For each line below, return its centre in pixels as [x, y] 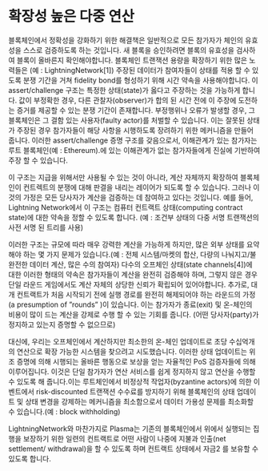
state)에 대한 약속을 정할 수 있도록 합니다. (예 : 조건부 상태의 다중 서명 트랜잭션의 [134, 217]
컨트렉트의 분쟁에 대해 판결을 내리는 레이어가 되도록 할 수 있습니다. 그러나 [137, 187]
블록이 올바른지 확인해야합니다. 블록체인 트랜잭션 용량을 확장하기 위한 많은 [132, 60]
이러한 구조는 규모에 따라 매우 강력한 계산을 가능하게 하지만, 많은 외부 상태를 [127, 244]
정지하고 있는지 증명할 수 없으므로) [62, 324]
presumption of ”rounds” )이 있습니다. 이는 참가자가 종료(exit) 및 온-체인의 [134, 304]
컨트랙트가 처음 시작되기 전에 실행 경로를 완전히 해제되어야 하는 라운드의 [129, 294]
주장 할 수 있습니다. [38, 160]
